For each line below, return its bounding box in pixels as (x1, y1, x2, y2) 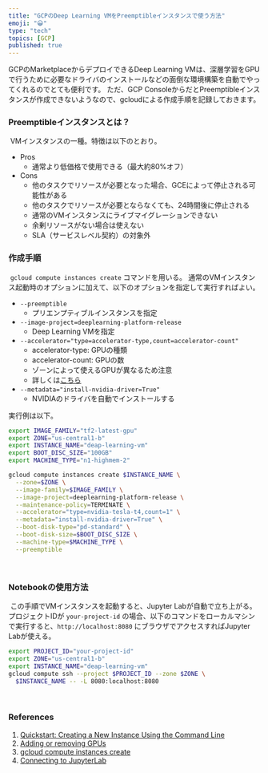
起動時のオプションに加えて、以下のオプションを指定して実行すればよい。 (14, 282, 260, 292)
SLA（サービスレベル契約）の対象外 (31, 230, 151, 241)
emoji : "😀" (8, 19, 47, 27)
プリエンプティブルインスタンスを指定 (31, 308, 158, 318)
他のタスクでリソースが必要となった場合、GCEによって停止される (31, 180, 250, 190)
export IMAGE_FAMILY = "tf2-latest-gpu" (8, 427, 138, 435)
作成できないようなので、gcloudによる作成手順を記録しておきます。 (35, 95, 261, 104)
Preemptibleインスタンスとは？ (8, 117, 130, 128)
